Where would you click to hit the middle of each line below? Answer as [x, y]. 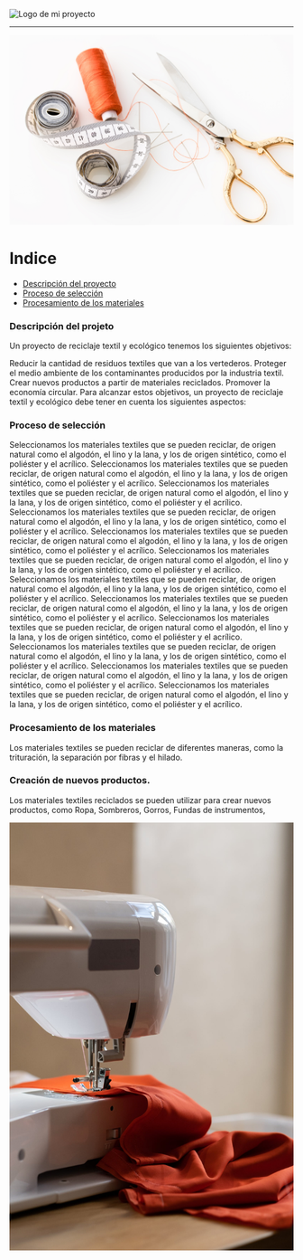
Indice [33, 258]
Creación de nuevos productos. [80, 781]
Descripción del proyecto [69, 283]
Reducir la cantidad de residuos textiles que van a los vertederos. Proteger [148, 363]
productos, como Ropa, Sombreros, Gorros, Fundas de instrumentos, [138, 810]
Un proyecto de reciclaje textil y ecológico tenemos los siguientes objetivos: [151, 346]
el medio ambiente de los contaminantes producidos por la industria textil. [147, 373]
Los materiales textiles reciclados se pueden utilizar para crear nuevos [141, 800]
